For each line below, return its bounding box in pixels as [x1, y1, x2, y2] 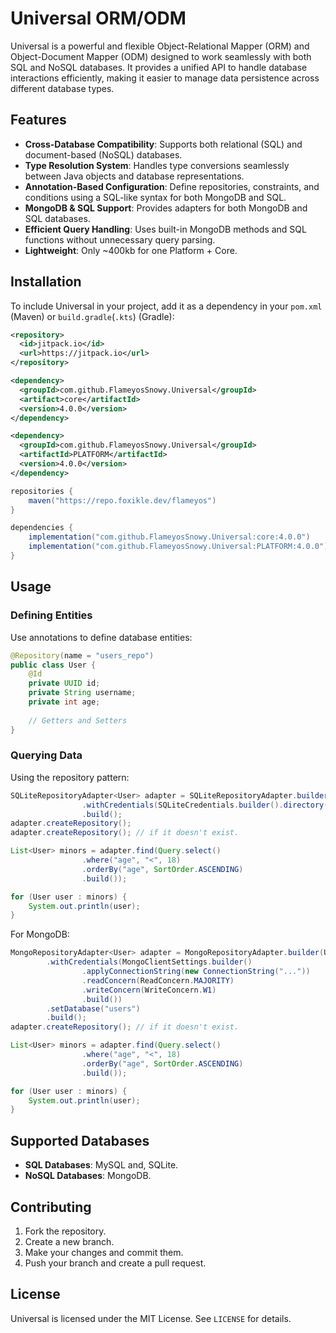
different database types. [10, 82, 115, 94]
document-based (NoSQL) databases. [24, 148, 183, 161]
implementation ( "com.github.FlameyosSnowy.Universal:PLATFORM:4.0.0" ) [28, 542, 329, 552]
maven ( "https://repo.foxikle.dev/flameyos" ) [28, 495, 217, 506]
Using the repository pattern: [10, 771, 130, 783]
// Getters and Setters [28, 715, 128, 726]
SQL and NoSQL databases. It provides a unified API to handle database [10, 61, 308, 73]
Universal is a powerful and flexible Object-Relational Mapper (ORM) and [10, 40, 310, 52]
